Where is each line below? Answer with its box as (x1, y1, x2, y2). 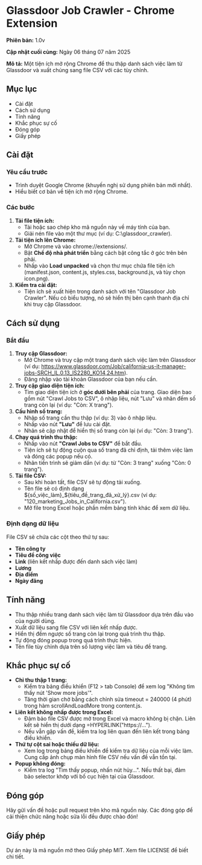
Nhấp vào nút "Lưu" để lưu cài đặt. (24, 421, 112, 428)
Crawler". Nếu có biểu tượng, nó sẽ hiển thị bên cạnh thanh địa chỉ (24, 294, 189, 301)
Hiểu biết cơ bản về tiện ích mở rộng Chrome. (14, 188, 128, 196)
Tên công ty (14, 545, 46, 552)
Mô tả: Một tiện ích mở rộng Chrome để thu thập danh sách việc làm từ (6, 60, 183, 67)
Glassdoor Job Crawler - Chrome (6, 4, 175, 18)
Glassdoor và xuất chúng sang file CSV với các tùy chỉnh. (6, 66, 149, 73)
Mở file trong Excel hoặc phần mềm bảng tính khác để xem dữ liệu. (24, 504, 191, 511)
